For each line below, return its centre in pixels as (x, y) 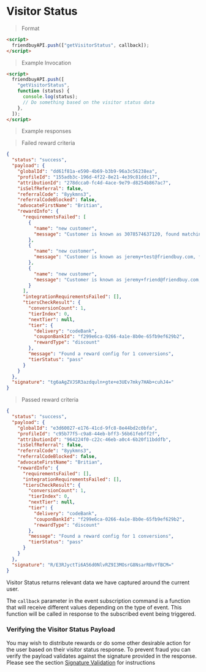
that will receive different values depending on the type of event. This (94, 607)
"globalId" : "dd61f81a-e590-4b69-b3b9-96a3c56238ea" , (87, 172)
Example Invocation (46, 63)
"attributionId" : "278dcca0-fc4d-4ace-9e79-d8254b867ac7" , (94, 183)
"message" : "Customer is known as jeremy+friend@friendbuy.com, (117, 280)
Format (30, 28)
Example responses (46, 131)
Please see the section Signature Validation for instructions (81, 662)
